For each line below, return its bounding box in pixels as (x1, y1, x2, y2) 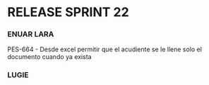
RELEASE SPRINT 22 (7, 4, 129, 20)
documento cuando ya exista (7, 53, 92, 61)
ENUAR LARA (7, 30, 54, 39)
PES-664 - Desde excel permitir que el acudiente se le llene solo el (7, 45, 203, 53)
